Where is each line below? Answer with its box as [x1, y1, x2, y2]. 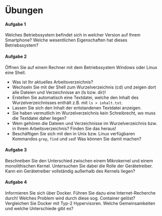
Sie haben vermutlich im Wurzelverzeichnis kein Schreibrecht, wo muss [12, 110, 156, 116]
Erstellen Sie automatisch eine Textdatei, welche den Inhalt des [12, 94, 139, 100]
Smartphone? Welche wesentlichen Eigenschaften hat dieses [5, 37, 127, 43]
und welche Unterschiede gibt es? [5, 206, 74, 211]
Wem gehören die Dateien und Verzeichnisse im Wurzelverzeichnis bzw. [12, 120, 157, 126]
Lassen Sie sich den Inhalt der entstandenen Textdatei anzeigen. [12, 105, 142, 110]
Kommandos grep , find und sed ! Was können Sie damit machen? [12, 136, 142, 142]
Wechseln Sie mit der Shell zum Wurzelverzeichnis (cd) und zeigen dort [12, 84, 156, 90]
